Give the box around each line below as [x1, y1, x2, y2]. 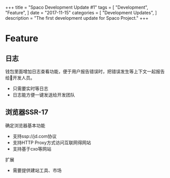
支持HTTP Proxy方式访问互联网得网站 [12, 139, 91, 146]
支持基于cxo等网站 [12, 146, 52, 152]
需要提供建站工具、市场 [12, 167, 62, 173]
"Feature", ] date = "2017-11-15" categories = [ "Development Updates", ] [5, 10, 157, 16]
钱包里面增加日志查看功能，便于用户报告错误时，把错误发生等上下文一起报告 [5, 68, 165, 74]
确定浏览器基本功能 [5, 122, 46, 128]
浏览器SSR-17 [5, 108, 49, 117]
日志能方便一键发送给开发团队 [12, 92, 75, 98]
